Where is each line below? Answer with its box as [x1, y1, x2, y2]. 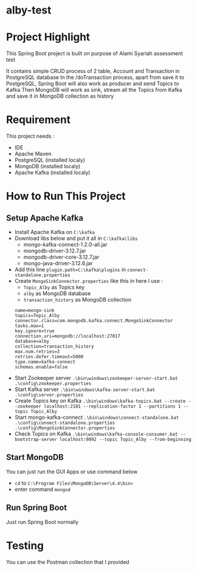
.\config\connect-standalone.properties [14, 420, 115, 426]
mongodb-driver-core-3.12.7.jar [23, 253, 100, 261]
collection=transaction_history [14, 343, 94, 350]
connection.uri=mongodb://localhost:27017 [14, 333, 121, 339]
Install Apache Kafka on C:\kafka [14, 229, 95, 236]
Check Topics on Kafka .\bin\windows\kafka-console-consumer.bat [14, 430, 178, 438]
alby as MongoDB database [23, 290, 91, 297]
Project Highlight [6, 31, 90, 44]
